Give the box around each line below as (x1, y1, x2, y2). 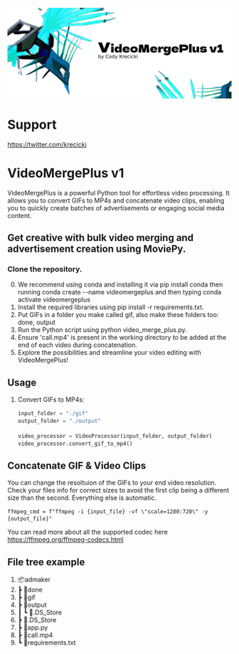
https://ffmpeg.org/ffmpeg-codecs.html (7, 535, 124, 544)
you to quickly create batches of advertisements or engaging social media (7, 203, 225, 212)
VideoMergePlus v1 (7, 165, 124, 181)
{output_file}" (7, 515, 53, 522)
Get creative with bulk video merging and (7, 232, 194, 244)
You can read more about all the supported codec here (7, 527, 169, 537)
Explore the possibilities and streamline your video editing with (17, 348, 201, 357)
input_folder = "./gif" (17, 410, 89, 417)
